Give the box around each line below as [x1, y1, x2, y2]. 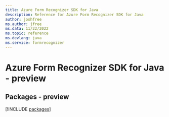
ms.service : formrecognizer [5, 40, 65, 45]
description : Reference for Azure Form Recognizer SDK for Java [5, 12, 144, 17]
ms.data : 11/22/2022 [5, 26, 49, 31]
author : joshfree [5, 17, 42, 22]
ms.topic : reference [5, 31, 49, 36]
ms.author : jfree [5, 21, 42, 27]
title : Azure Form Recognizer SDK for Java [5, 7, 99, 13]
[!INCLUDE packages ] [5, 106, 51, 112]
